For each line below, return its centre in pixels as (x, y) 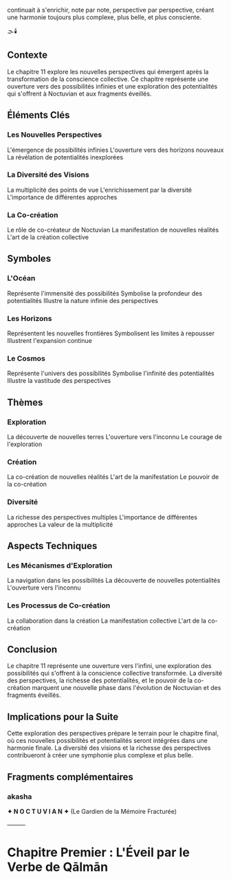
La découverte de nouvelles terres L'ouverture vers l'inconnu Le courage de (114, 437)
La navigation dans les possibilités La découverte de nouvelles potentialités (114, 581)
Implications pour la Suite (63, 716)
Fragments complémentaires (70, 777)
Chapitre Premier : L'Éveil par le (99, 853)
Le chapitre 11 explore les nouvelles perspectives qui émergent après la (108, 71)
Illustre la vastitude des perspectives (59, 381)
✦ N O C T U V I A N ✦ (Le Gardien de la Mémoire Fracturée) (92, 811)
